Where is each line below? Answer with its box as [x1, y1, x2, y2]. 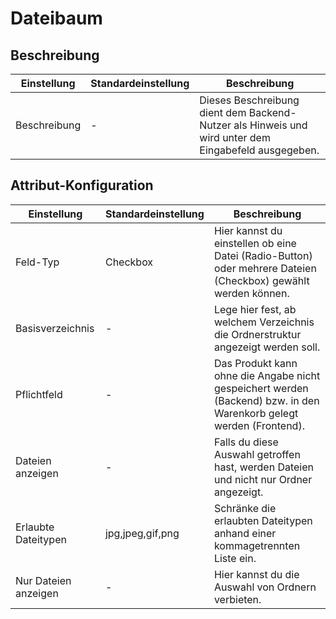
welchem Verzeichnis [213, 315, 315, 329]
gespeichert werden [213, 381, 309, 395]
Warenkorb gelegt [213, 406, 299, 420]
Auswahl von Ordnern [213, 580, 317, 594]
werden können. [213, 286, 290, 300]
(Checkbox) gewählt [213, 273, 310, 287]
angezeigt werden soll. [213, 340, 321, 354]
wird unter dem [199, 131, 271, 144]
